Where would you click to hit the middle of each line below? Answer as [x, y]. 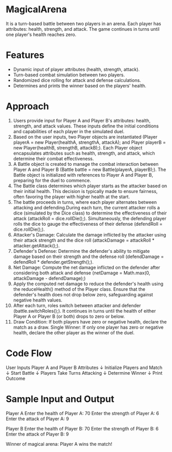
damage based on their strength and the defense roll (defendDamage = [89, 256]
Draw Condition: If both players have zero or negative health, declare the [90, 321]
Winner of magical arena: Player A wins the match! [59, 444]
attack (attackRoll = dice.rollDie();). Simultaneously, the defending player [90, 218]
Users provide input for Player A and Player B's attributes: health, [82, 120]
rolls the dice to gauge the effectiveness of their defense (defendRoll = [88, 224]
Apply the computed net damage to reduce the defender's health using [88, 284]
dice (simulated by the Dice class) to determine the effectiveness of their [90, 213]
